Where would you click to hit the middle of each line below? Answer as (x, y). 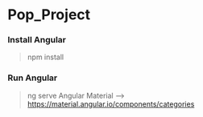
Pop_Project (49, 15)
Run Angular (33, 78)
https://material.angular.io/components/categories (111, 104)
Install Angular (37, 40)
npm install (46, 57)
